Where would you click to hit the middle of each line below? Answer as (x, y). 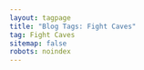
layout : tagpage (40, 18)
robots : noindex (40, 52)
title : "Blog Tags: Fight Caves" (73, 26)
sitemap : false (38, 43)
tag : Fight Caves (42, 35)
